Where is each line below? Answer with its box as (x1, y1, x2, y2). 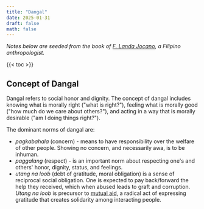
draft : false (6, 20, 40, 26)
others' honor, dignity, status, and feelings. (15, 164, 123, 171)
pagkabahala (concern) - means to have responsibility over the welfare (15, 138, 195, 145)
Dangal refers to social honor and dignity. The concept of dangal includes (6, 95, 191, 102)
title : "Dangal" (6, 9, 47, 15)
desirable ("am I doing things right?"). (6, 114, 100, 122)
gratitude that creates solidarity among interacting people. (15, 196, 161, 204)
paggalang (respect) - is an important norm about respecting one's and (15, 157, 195, 165)
